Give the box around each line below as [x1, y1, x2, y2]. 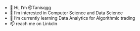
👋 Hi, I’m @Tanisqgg [9, 5, 51, 10]
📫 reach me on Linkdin [9, 21, 58, 27]
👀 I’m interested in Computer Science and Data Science [9, 10, 123, 16]
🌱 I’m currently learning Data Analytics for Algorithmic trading [9, 15, 136, 21]
